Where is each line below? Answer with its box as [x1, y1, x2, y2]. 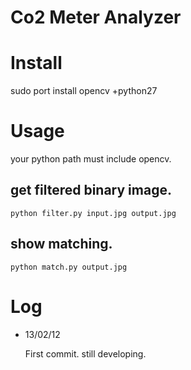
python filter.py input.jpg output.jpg [10, 208, 177, 218]
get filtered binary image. [10, 182, 172, 199]
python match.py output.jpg [10, 262, 128, 272]
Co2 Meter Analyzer [10, 6, 182, 29]
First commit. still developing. [24, 347, 147, 360]
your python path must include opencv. [10, 153, 172, 165]
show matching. [10, 236, 113, 253]
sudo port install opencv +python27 [10, 85, 158, 97]
